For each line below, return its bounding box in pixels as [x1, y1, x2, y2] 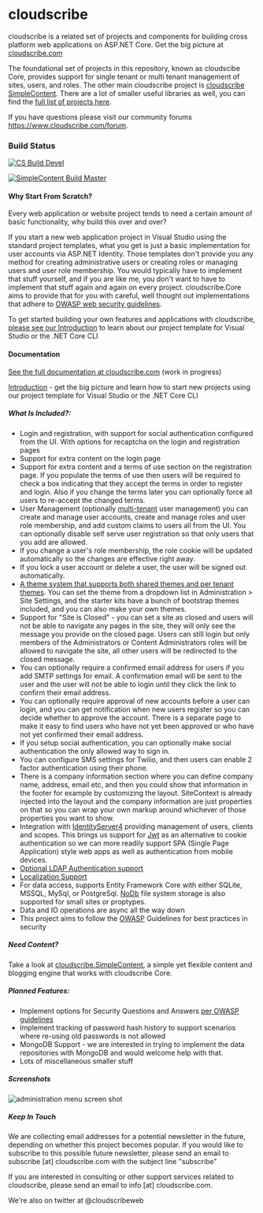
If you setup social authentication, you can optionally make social [19, 738, 232, 747]
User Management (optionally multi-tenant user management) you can [19, 504, 249, 513]
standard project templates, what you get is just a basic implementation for [8, 241, 250, 250]
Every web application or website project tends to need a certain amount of [8, 209, 254, 218]
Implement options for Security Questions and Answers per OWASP [19, 1006, 240, 1015]
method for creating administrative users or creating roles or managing [8, 257, 239, 267]
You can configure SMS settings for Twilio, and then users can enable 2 [19, 754, 253, 764]
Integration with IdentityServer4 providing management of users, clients [19, 821, 254, 831]
